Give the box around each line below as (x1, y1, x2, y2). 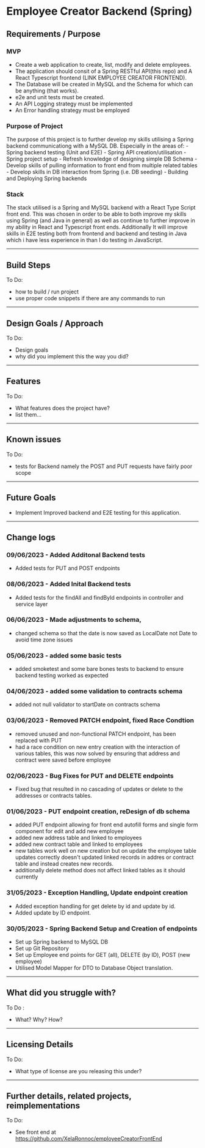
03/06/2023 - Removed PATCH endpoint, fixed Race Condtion (6, 716, 194, 725)
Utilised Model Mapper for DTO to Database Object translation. (15, 964, 173, 972)
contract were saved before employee (15, 756, 111, 763)
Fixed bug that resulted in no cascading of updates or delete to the (15, 785, 183, 793)
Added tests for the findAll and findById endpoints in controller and (15, 594, 184, 601)
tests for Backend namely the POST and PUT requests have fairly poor (15, 463, 193, 470)
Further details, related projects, (6, 1090, 132, 1101)
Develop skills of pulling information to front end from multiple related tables (6, 162, 198, 169)
